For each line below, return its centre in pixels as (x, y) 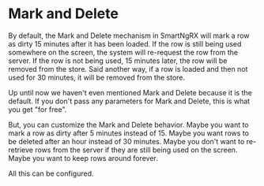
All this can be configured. (51, 173)
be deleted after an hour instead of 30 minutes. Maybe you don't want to (126, 141)
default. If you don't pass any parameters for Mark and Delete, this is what (129, 101)
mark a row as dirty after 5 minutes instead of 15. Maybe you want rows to (128, 133)
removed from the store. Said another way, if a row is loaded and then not (128, 69)
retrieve (21, 150)
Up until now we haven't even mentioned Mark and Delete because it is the (130, 92)
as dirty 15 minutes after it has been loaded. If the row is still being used (125, 43)
